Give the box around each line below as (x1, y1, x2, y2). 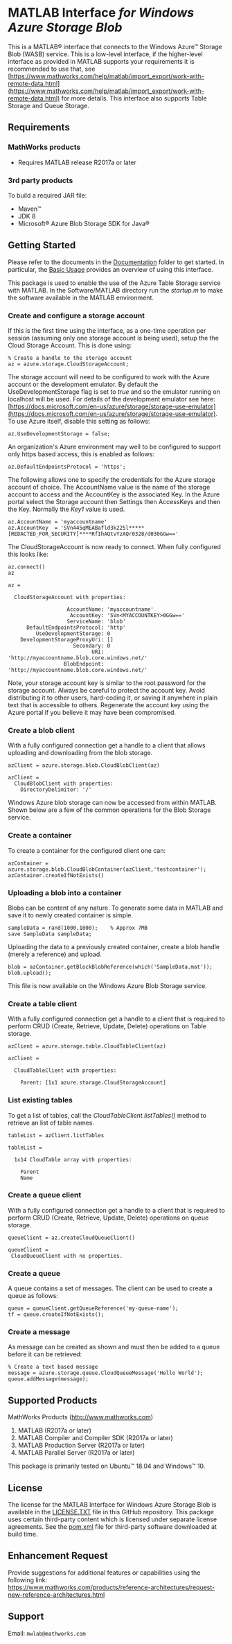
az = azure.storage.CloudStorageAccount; (8, 361, 130, 368)
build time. (8, 1530, 38, 1539)
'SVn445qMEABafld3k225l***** (60, 525, 145, 532)
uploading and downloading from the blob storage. (8, 749, 153, 757)
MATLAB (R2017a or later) (17, 1426, 92, 1435)
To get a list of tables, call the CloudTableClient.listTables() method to (8, 1111, 207, 1119)
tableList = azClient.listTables (8, 1132, 105, 1139)
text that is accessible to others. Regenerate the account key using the (8, 701, 209, 709)
